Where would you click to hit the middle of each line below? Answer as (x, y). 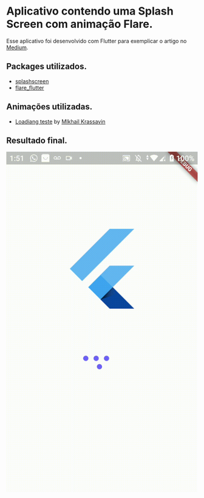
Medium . (17, 47)
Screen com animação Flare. (80, 24)
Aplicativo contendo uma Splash (90, 11)
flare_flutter (29, 88)
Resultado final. (37, 140)
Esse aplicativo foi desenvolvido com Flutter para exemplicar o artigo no (97, 41)
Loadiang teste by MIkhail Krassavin (60, 121)
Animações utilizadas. (49, 107)
